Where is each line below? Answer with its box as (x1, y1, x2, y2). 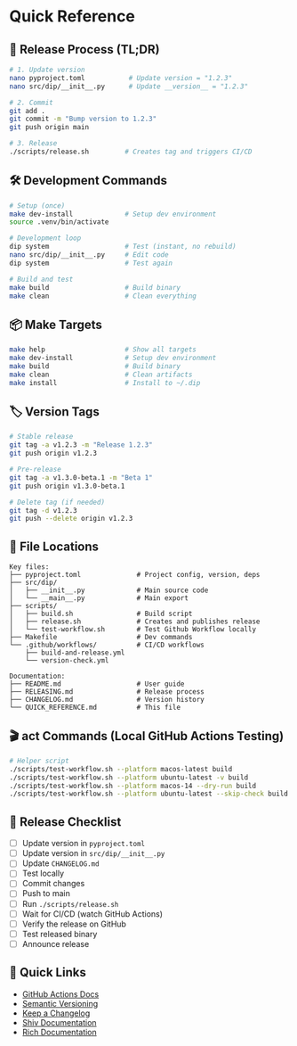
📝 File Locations (9, 539, 100, 554)
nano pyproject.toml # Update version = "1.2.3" (9, 73, 233, 82)
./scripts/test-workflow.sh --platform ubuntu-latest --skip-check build (9, 789, 289, 799)
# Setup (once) (9, 201, 66, 210)
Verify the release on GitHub (21, 918, 127, 929)
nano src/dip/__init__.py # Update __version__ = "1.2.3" (9, 82, 249, 91)
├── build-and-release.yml (25, 648, 125, 657)
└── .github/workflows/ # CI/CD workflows (9, 640, 205, 650)
